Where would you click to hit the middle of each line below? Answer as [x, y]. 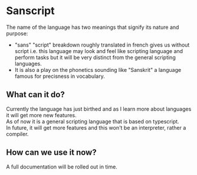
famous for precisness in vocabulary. [60, 76]
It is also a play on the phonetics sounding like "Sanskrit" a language [98, 70]
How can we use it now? [51, 152]
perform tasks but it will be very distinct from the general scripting [95, 57]
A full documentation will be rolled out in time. [62, 167]
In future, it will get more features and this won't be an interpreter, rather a [96, 127]
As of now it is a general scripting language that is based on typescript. [93, 121]
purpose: [17, 33]
